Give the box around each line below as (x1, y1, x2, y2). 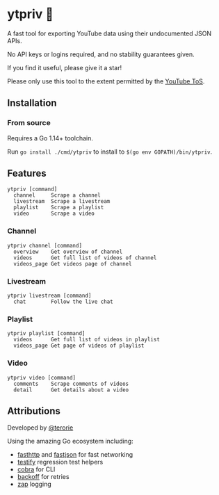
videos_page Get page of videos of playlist (13, 342, 145, 350)
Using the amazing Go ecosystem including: (7, 437, 133, 446)
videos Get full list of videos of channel (13, 254, 157, 261)
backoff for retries (17, 473, 70, 481)
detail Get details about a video (13, 386, 129, 393)
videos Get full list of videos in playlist (13, 336, 160, 343)
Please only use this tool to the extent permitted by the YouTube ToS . (7, 76, 205, 86)
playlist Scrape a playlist (13, 204, 104, 211)
